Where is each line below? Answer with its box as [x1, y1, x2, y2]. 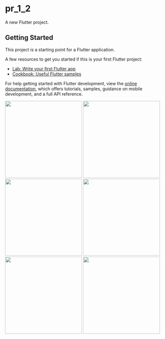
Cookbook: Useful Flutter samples [12, 71, 82, 77]
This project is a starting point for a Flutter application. [5, 46, 115, 52]
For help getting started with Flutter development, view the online [5, 80, 137, 86]
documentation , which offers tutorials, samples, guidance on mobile [5, 86, 142, 92]
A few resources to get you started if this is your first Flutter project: [5, 56, 142, 62]
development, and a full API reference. [5, 91, 83, 97]
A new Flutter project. [5, 19, 49, 25]
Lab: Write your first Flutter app [12, 66, 76, 71]
